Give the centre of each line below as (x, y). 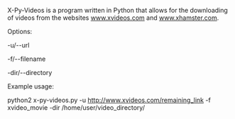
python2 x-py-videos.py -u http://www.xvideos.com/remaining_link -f (109, 100)
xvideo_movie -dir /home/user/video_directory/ (76, 108)
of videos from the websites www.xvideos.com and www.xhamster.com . (113, 18)
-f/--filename (27, 59)
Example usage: (31, 86)
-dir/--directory (30, 73)
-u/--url (18, 45)
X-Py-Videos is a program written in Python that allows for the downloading (118, 10)
